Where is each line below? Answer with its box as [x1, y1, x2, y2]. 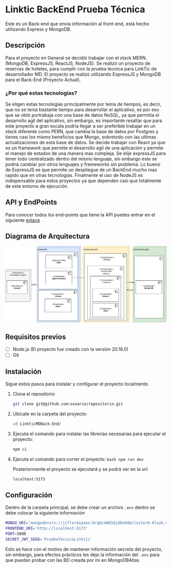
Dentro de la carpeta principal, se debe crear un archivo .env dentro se [5, 504, 155, 510]
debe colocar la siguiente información [5, 510, 85, 516]
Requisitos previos [5, 332, 66, 341]
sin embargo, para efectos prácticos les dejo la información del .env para [5, 552, 160, 558]
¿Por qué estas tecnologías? [5, 89, 78, 96]
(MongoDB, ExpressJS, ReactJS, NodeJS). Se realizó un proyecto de [5, 60, 150, 66]
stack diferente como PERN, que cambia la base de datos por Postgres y [5, 129, 159, 135]
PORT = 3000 [5, 531, 27, 537]
